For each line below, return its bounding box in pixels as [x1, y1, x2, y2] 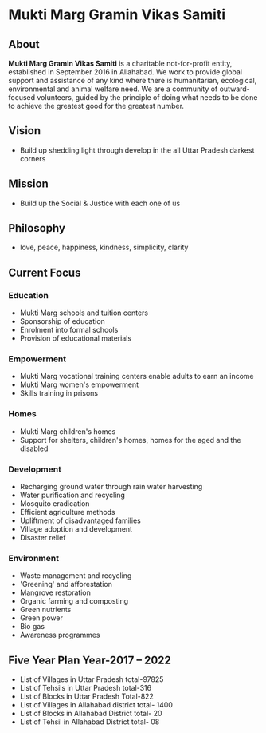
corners [19, 153, 46, 163]
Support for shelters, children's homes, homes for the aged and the [19, 435, 241, 444]
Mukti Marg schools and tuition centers [19, 308, 149, 317]
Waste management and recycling [19, 571, 132, 580]
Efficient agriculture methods [19, 508, 115, 517]
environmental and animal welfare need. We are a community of [8, 84, 218, 94]
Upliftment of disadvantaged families [19, 516, 141, 525]
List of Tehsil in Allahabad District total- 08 [19, 717, 160, 727]
